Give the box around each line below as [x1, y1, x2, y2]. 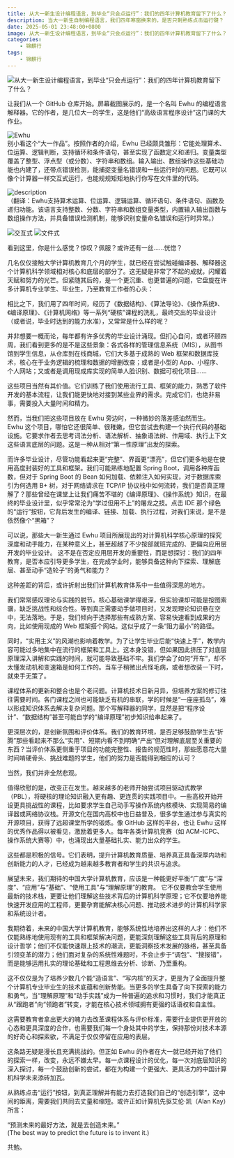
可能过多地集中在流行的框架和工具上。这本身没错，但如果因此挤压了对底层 [13, 645, 227, 653]
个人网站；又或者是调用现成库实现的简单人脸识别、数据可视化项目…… [7, 366, 208, 375]
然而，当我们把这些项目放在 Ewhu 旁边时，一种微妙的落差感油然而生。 [7, 414, 210, 422]
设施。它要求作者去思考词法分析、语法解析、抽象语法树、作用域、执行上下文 [7, 431, 227, 440]
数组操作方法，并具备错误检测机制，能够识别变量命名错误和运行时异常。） [7, 214, 218, 222]
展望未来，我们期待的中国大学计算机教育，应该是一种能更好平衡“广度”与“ [7, 874, 217, 883]
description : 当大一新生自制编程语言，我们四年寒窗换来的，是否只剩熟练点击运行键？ [7, 17, 224, 24]
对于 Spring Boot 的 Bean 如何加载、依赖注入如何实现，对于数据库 [25, 472, 216, 481]
